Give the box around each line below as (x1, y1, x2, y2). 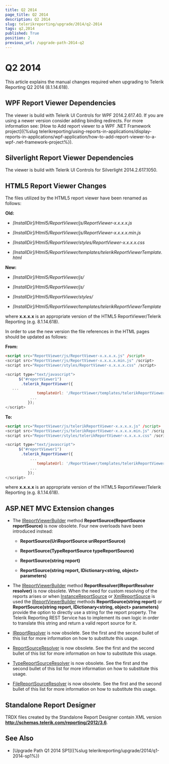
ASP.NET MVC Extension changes (5, 504, 115, 513)
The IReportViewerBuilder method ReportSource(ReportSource (12, 518, 146, 524)
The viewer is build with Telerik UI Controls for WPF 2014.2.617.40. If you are (5, 112, 163, 118)
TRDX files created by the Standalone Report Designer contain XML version (5, 714, 162, 720)
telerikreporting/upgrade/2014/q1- (89, 747, 159, 753)
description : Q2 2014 (5, 17, 51, 22)
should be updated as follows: (5, 334, 68, 340)
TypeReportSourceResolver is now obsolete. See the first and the (12, 660, 148, 667)
